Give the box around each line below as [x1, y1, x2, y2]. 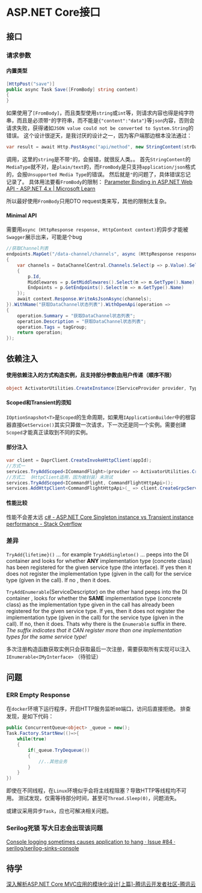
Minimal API [6, 212, 37, 219]
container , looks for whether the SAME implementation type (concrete [6, 594, 182, 602]
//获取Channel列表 [6, 246, 49, 252]
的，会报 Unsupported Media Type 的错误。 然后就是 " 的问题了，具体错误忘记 [6, 171, 191, 178]
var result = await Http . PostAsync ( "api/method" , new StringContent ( [6, 144, 185, 150]
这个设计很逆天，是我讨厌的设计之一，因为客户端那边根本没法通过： [23, 132, 192, 139]
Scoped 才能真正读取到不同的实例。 [6, 428, 91, 436]
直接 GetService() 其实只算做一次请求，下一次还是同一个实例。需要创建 [11, 421, 186, 428]
